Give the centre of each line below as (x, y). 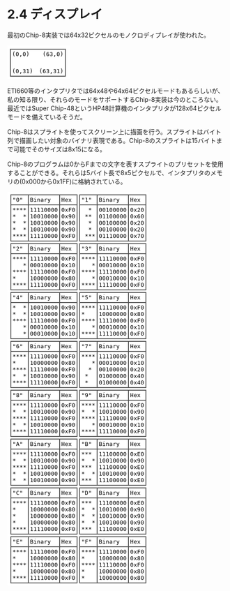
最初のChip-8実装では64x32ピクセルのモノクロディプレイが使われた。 (109, 35)
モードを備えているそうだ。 (47, 117)
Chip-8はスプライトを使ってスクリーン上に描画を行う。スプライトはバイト (114, 132)
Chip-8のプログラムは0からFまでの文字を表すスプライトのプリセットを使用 (116, 164)
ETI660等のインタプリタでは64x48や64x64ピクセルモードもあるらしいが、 (116, 91)
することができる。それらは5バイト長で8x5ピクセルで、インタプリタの (109, 172)
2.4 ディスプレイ (55, 14)
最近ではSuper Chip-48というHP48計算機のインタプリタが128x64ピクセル (114, 108)
